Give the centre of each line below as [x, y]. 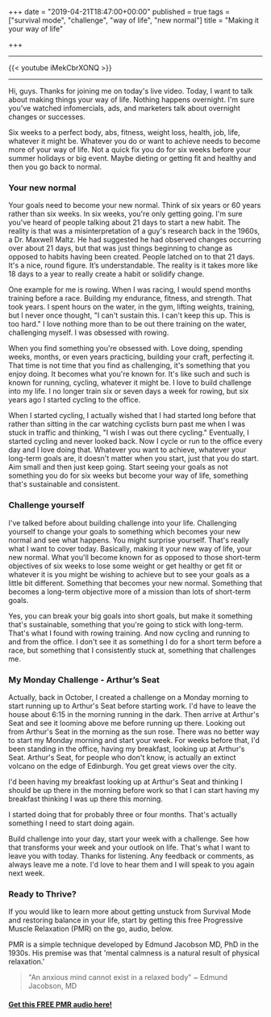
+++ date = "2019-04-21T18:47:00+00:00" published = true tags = [119, 12]
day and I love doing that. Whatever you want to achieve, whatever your [127, 450]
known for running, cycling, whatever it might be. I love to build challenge [130, 382]
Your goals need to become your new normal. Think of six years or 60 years [135, 205]
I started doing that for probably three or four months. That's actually [123, 814]
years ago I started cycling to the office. [75, 400]
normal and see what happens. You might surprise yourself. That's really [129, 540]
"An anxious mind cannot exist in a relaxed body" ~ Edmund [128, 977]
